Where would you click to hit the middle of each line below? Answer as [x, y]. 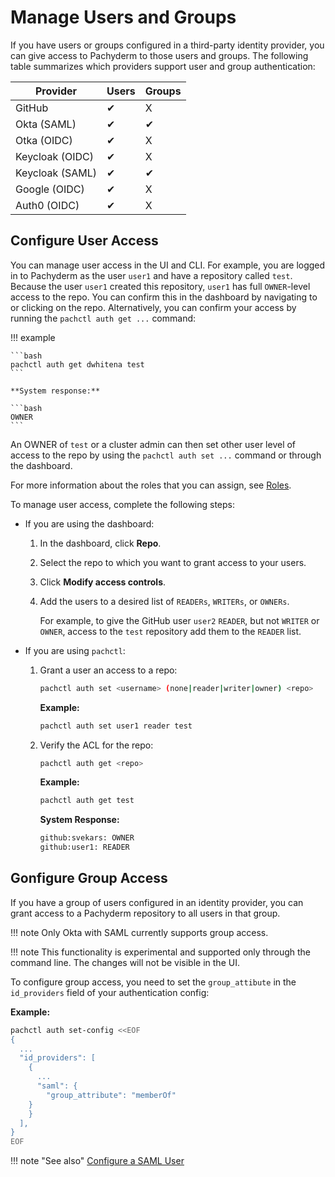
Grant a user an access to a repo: [108, 670]
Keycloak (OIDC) [54, 156]
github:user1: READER [84, 847]
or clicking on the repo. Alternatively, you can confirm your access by [153, 307]
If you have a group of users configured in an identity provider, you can [157, 902]
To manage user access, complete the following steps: [123, 504]
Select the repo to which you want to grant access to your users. [173, 562]
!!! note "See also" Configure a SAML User [97, 1161]
